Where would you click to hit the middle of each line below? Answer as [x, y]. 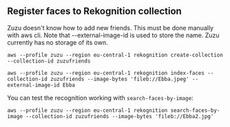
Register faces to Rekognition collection [95, 11]
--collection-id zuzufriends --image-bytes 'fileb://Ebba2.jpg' [119, 116]
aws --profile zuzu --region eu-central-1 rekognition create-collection [115, 55]
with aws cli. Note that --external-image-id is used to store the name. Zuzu [113, 35]
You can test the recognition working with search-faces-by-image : [101, 97]
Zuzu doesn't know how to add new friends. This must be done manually [111, 27]
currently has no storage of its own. [57, 42]
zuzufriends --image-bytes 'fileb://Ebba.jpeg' [120, 79]
